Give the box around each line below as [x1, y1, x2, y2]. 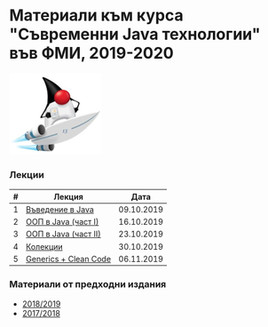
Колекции [26, 241, 64, 251]
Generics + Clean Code [26, 253, 112, 264]
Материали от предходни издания [9, 278, 167, 291]
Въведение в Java [26, 203, 95, 214]
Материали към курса [9, 5, 184, 26]
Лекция [53, 191, 84, 202]
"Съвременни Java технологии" [9, 24, 261, 44]
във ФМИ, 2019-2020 [9, 44, 175, 63]
